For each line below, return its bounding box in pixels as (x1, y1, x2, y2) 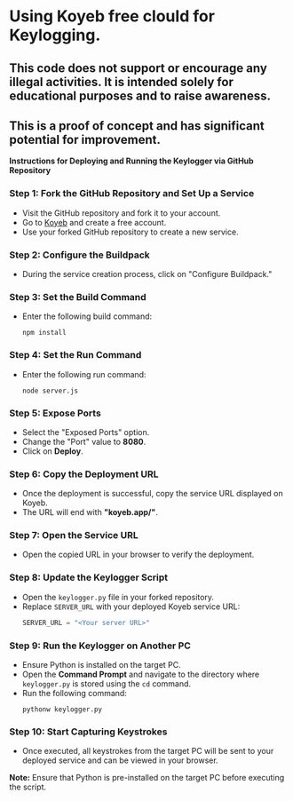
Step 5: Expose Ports (9, 407, 102, 419)
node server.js (21, 386, 79, 395)
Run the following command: (21, 687, 127, 698)
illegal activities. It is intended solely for (9, 74, 234, 90)
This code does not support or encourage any (9, 60, 268, 75)
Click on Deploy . (21, 446, 83, 456)
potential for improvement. (9, 131, 162, 147)
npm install (21, 329, 67, 337)
